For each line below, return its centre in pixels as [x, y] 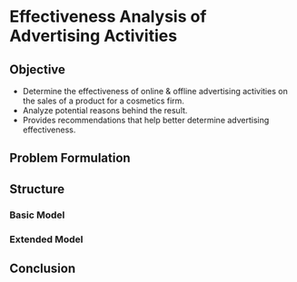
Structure [37, 189]
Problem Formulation [70, 158]
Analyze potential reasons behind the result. [105, 110]
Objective [38, 69]
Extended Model [46, 239]
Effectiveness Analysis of [108, 17]
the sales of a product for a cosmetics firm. [103, 101]
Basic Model [37, 215]
